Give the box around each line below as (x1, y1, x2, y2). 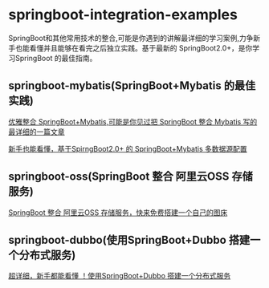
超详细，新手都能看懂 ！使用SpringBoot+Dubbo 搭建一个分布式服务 (8, 271, 231, 281)
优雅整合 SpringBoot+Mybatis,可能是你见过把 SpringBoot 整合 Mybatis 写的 (8, 116, 258, 126)
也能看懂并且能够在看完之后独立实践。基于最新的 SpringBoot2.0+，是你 (14, 43, 253, 53)
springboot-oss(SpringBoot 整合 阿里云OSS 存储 (8, 170, 253, 184)
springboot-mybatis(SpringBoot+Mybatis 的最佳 (8, 79, 256, 93)
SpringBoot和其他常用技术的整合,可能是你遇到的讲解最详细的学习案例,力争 (8, 33, 254, 43)
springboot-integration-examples (8, 6, 238, 24)
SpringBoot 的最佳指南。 (14, 53, 97, 63)
